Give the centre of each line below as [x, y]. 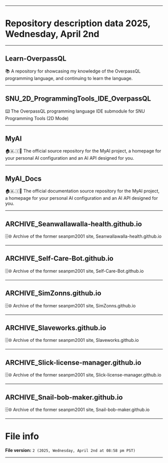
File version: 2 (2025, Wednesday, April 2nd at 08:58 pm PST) [70, 450]
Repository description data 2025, [78, 24]
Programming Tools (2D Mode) [37, 118]
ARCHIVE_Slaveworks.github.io [56, 328]
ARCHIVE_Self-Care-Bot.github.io [59, 259]
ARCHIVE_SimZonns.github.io [53, 293]
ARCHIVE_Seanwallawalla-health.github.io [74, 224]
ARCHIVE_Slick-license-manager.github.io [73, 363]
